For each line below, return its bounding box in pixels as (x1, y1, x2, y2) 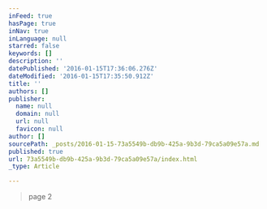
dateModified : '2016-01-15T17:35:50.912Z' (8, 72, 154, 80)
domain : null (15, 110, 60, 118)
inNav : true (8, 27, 49, 35)
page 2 (28, 192, 53, 202)
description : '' (8, 58, 63, 66)
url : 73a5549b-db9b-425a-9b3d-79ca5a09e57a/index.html (8, 155, 198, 163)
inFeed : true (8, 11, 53, 20)
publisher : (8, 95, 45, 103)
